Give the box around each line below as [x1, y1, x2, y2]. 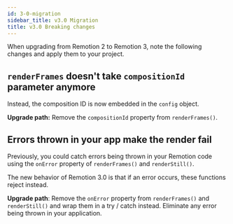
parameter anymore [7, 81, 96, 93]
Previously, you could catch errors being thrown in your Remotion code [7, 152, 213, 160]
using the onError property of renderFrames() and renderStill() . [7, 160, 195, 168]
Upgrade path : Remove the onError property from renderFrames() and [7, 194, 210, 202]
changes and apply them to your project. [7, 50, 125, 58]
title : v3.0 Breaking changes [7, 23, 96, 30]
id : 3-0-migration [7, 10, 61, 17]
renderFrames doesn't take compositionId [7, 70, 185, 82]
